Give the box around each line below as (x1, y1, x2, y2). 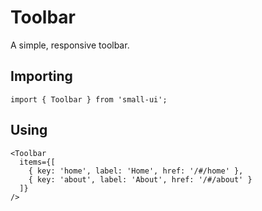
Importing (10, 68, 73, 85)
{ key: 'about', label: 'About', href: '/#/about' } (28, 174, 253, 185)
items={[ (19, 157, 56, 167)
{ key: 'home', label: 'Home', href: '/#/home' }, (28, 166, 244, 176)
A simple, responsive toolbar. (10, 39, 130, 51)
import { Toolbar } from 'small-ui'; (10, 94, 168, 105)
